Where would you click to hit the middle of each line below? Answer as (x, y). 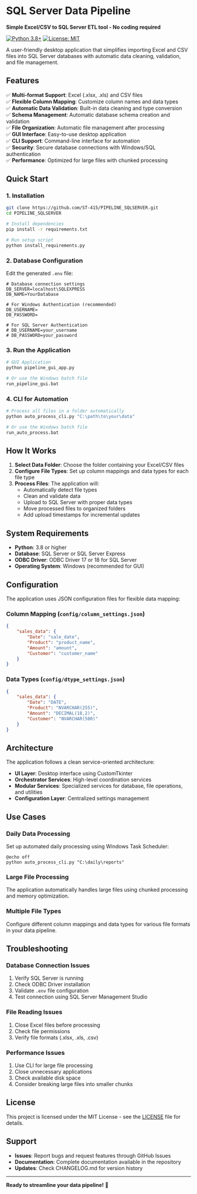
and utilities (28, 792)
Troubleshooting (37, 949)
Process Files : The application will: (57, 484)
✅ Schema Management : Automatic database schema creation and (88, 114)
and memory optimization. (38, 896)
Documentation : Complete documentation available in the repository (98, 1162)
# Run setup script (30, 240)
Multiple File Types (34, 911)
